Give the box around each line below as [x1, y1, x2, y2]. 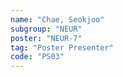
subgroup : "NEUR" [10, 24, 83, 34]
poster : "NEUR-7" [10, 33, 83, 43]
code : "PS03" [10, 52, 65, 62]
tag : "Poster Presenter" [10, 42, 114, 53]
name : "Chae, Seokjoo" [10, 14, 105, 25]
